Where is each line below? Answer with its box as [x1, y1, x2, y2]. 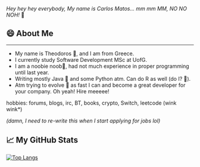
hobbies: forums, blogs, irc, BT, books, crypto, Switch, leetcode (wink [6, 99, 177, 106]
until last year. [14, 68, 49, 76]
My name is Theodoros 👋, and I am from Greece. [14, 50, 135, 57]
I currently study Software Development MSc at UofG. [14, 56, 148, 63]
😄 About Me [6, 29, 54, 39]
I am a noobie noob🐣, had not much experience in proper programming [14, 62, 189, 70]
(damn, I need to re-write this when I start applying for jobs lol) [6, 117, 161, 124]
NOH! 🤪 [6, 11, 25, 18]
